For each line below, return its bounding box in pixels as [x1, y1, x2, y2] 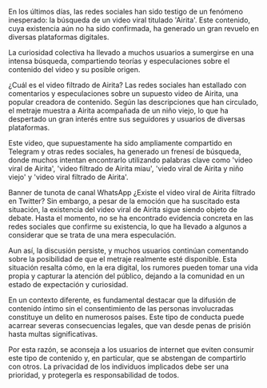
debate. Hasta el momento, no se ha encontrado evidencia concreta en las [8, 214, 254, 222]
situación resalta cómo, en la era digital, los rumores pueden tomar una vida [8, 263, 258, 272]
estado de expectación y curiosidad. [8, 280, 129, 289]
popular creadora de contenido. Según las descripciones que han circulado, [8, 98, 259, 106]
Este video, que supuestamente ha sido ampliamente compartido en [8, 138, 233, 147]
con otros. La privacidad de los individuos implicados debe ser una [8, 362, 229, 371]
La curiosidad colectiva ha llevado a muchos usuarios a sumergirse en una [8, 48, 254, 57]
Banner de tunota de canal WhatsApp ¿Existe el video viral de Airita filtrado [8, 188, 256, 197]
